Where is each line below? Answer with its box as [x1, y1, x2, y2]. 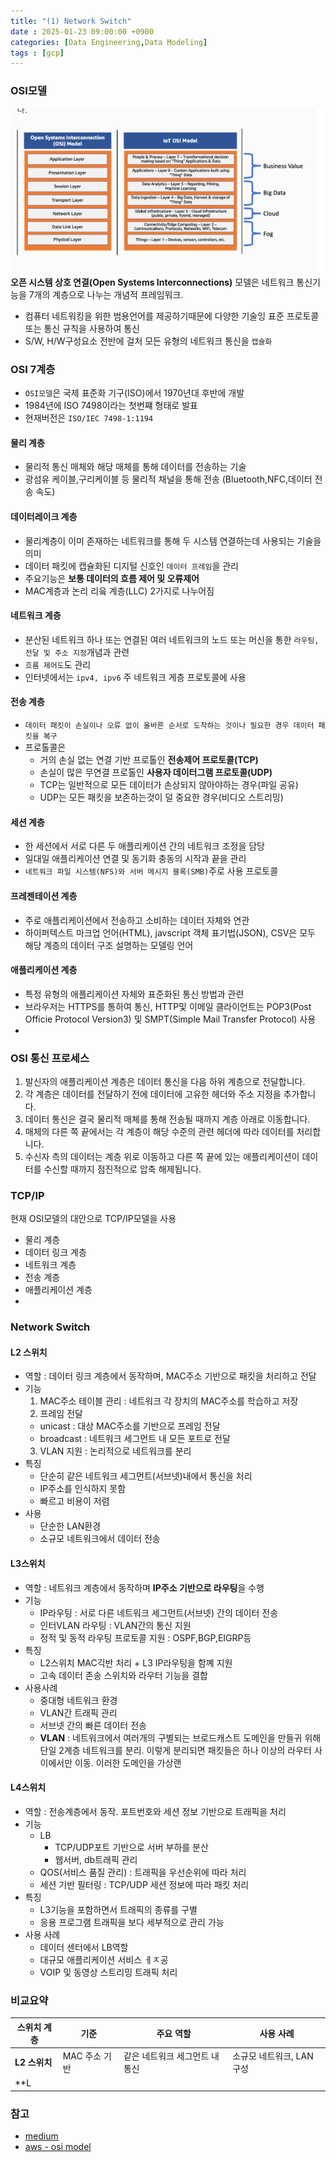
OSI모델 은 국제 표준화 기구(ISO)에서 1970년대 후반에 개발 [24, 387, 245, 399]
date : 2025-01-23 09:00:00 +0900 [10, 26, 155, 37]
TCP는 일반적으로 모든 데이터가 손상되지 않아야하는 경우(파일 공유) [39, 779, 299, 791]
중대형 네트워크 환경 [39, 1694, 118, 1706]
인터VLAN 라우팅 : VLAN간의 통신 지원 [39, 1619, 192, 1631]
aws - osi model [24, 2140, 92, 2152]
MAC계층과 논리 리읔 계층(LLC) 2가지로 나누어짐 [24, 585, 215, 597]
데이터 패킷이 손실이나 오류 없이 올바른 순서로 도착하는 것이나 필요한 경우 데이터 [24, 721, 315, 731]
